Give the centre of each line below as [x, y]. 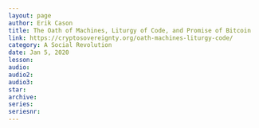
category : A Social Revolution [60, 45]
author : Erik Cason [41, 23]
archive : [23, 97]
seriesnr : [25, 112]
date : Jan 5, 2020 [39, 52]
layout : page [30, 16]
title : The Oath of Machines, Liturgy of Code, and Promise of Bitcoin [129, 30]
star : [17, 89]
